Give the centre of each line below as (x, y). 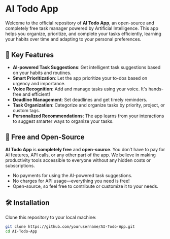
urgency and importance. (39, 83)
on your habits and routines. (42, 73)
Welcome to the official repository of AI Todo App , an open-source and (80, 23)
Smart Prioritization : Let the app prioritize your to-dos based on (80, 78)
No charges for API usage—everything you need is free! (71, 181)
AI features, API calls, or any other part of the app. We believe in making (81, 155)
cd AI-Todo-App (21, 231)
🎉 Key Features (30, 55)
